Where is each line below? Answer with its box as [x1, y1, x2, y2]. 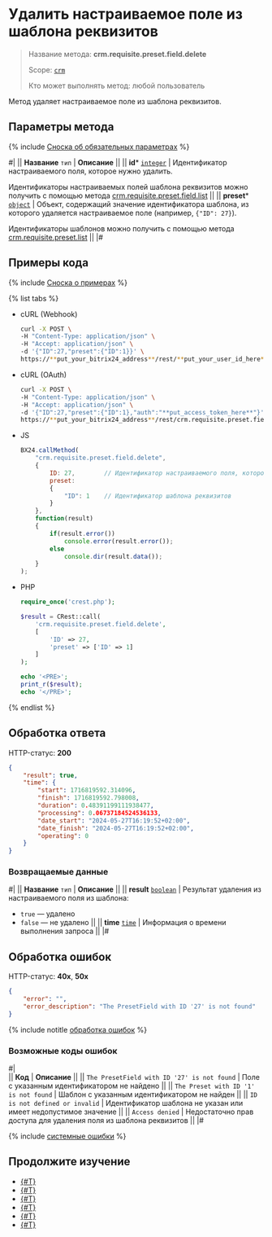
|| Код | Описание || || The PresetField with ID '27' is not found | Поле [8, 1073, 260, 1082]
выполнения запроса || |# [19, 926, 110, 937]
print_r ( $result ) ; [19, 681, 83, 689]
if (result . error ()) [50, 529, 115, 537]
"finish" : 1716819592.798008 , [37, 794, 140, 802]
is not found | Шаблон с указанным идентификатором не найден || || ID [8, 1090, 258, 1099]
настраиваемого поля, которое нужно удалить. [8, 166, 173, 176]
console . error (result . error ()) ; [63, 537, 174, 546]
